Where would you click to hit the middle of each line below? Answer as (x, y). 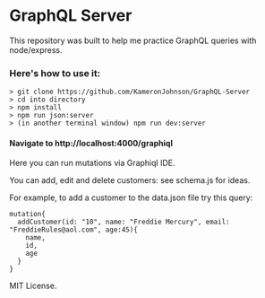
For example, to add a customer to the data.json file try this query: (131, 197)
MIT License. (33, 286)
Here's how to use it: (55, 73)
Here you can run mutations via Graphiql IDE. (92, 163)
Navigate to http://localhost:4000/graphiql (91, 143)
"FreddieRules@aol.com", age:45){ (74, 230)
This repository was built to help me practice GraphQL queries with (133, 40)
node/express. (36, 49)
